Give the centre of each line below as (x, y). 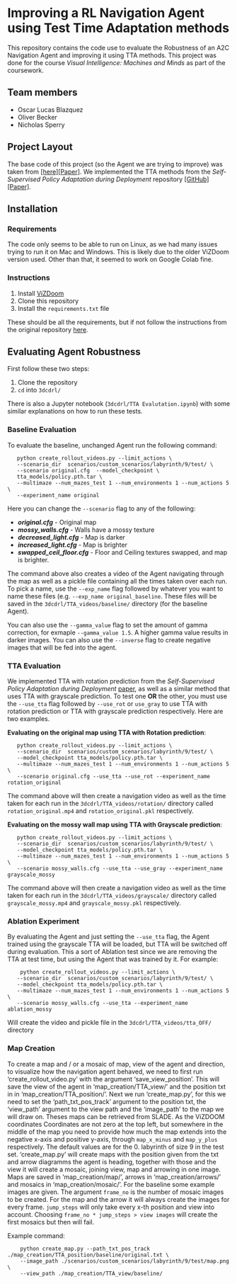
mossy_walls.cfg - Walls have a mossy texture (86, 530)
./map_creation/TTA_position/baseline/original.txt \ (88, 1255)
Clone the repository (47, 382)
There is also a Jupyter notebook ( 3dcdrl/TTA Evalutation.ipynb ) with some (119, 404)
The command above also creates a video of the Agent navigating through (116, 573)
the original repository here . (48, 329)
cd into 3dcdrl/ (39, 390)
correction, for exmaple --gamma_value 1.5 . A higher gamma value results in (118, 632)
